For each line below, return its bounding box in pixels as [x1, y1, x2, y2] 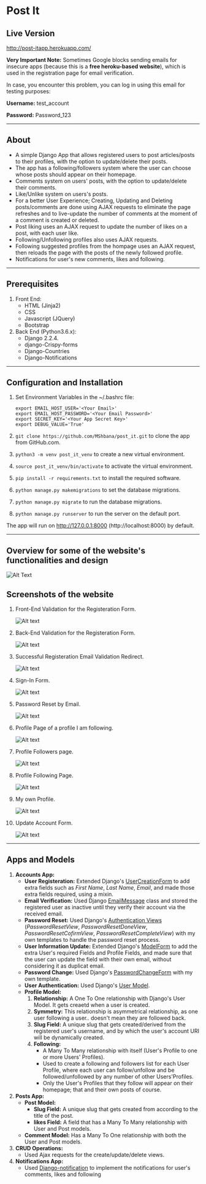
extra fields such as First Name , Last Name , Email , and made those [24, 884, 195, 891]
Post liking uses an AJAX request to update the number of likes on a [15, 223, 188, 230]
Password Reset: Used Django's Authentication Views [24, 916, 162, 923]
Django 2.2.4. [24, 334, 59, 342]
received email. [24, 910, 63, 917]
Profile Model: [24, 988, 61, 995]
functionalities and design [6, 555, 109, 565]
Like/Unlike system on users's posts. [15, 190, 109, 197]
